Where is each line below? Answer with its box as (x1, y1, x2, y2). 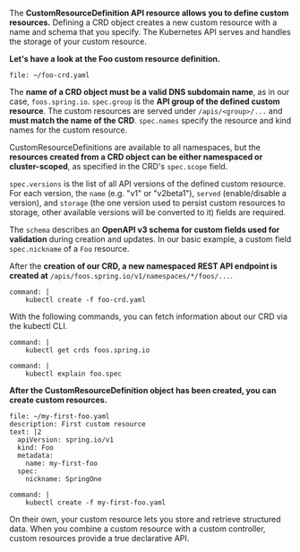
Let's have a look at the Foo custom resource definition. (9, 54, 221, 64)
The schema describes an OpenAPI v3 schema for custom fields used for (9, 224, 280, 235)
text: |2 (9, 427, 42, 436)
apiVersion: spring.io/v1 (17, 436, 115, 444)
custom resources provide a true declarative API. (9, 533, 190, 543)
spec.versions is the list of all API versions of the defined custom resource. (9, 178, 287, 189)
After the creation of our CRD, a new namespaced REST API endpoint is (9, 261, 278, 272)
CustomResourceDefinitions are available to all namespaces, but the (9, 142, 261, 152)
